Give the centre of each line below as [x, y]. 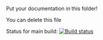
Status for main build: [32, 31]
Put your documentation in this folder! [52, 9]
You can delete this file [34, 20]
